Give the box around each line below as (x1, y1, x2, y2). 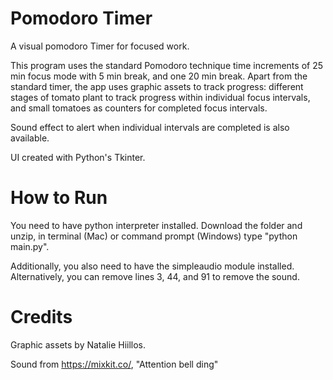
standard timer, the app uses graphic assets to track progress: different (10, 80, 304, 92)
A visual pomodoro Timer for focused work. (10, 40, 190, 52)
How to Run (10, 187, 108, 209)
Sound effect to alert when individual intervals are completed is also (10, 121, 290, 133)
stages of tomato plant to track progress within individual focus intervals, (10, 91, 311, 103)
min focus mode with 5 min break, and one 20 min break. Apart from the (10, 70, 308, 82)
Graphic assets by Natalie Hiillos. (10, 338, 147, 351)
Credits (10, 306, 73, 329)
